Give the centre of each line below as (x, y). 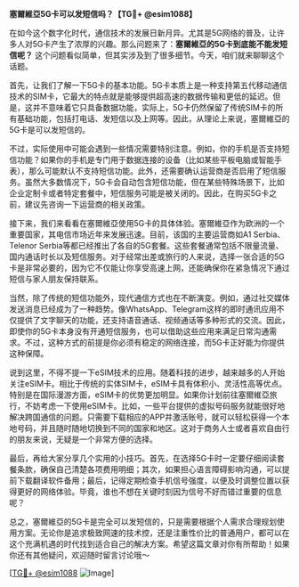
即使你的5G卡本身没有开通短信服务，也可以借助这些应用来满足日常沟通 (139, 331)
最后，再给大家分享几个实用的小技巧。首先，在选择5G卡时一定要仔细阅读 (143, 458)
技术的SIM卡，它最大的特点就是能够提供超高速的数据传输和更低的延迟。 (141, 96)
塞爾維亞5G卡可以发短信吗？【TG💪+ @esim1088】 (103, 14)
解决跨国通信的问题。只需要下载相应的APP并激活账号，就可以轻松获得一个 (145, 417)
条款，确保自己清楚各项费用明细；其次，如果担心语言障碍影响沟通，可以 (149, 469)
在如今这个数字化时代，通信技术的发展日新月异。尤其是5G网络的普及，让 (143, 33)
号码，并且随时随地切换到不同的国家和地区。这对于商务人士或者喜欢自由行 (153, 428)
